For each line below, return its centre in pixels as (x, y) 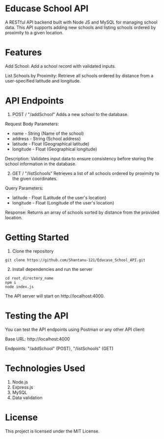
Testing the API (37, 316)
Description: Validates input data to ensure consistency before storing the (79, 158)
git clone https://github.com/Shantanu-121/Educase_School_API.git (75, 260)
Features (23, 53)
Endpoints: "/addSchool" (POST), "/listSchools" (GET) (59, 348)
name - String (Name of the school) (48, 133)
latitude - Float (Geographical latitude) (51, 144)
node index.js (20, 287)
